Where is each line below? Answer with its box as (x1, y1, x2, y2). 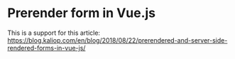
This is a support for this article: (7, 28, 101, 37)
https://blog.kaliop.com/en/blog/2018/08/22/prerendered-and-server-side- (7, 36, 228, 44)
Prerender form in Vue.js (7, 5, 156, 21)
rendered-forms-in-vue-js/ (7, 43, 86, 52)
